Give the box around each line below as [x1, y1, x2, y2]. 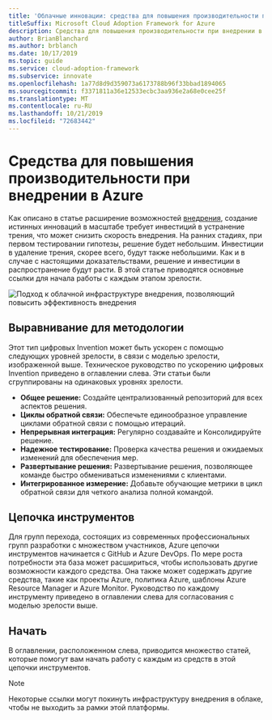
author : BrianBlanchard [8, 34, 89, 43]
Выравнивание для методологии [8, 321, 185, 335]
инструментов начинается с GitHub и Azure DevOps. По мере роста [8, 549, 243, 559]
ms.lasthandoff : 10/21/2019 [8, 110, 104, 118]
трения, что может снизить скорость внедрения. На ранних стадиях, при [8, 230, 262, 239]
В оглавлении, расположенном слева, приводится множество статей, [8, 646, 251, 655]
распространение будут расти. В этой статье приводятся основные [8, 265, 244, 274]
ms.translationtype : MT [8, 95, 89, 103]
